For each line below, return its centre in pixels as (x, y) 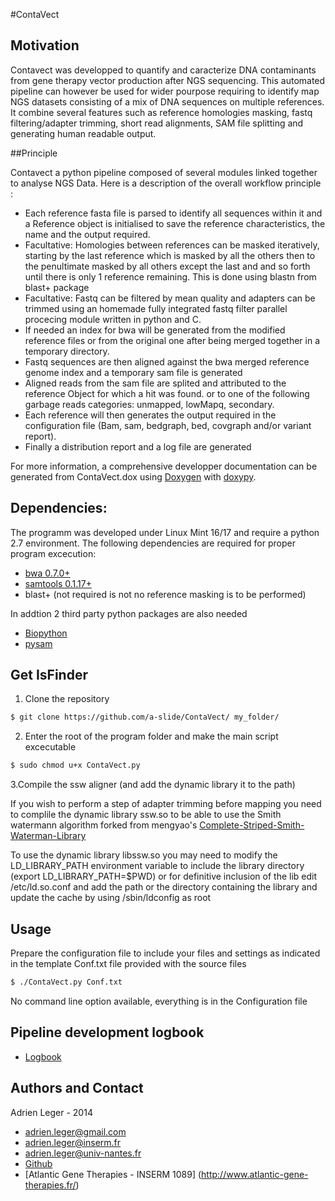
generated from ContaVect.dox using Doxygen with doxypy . (133, 476)
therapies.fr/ (50, 1185)
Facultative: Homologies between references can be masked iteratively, (172, 245)
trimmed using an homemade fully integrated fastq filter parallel (156, 308)
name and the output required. (87, 234)
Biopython (46, 633)
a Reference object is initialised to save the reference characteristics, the (175, 223)
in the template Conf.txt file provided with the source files (128, 963)
